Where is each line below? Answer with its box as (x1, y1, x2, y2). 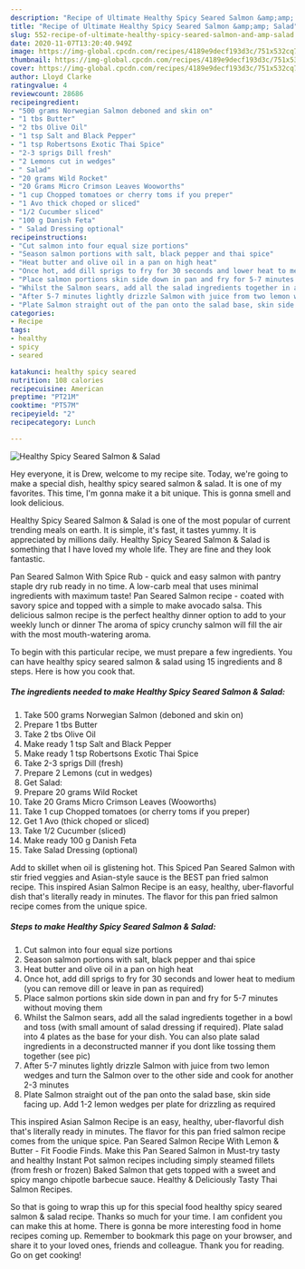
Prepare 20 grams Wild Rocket (23, 786, 138, 797)
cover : (10, 64, 35, 74)
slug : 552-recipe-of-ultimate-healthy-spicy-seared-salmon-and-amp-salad (10, 30, 295, 39)
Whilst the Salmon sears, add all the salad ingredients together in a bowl (23, 1011, 293, 1022)
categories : (10, 309, 55, 318)
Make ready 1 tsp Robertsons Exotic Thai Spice (23, 748, 199, 759)
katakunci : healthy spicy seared (10, 367, 137, 377)
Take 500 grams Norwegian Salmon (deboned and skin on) (23, 709, 243, 720)
